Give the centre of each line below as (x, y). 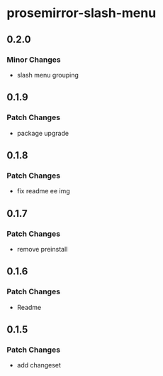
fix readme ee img (43, 191)
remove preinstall (42, 249)
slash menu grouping (48, 75)
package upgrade (43, 133)
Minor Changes (34, 60)
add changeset (39, 365)
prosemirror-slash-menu (81, 13)
